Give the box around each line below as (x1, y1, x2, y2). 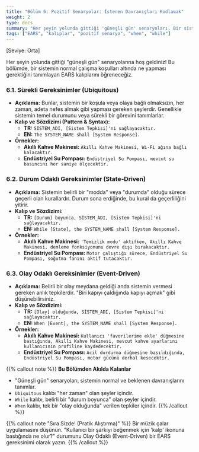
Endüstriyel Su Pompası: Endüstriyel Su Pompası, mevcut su (23, 155, 175, 162)
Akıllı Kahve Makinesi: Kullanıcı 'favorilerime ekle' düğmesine (23, 332, 185, 339)
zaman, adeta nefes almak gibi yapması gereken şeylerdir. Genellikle (14, 106, 182, 113)
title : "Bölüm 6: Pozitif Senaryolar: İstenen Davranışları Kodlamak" (6, 8, 184, 15)
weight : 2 (6, 14, 31, 20)
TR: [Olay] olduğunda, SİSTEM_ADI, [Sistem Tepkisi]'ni (23, 308, 164, 315)
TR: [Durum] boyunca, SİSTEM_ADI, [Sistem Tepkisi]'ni (23, 214, 162, 221)
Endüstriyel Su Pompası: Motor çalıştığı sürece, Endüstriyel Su (23, 249, 188, 256)
